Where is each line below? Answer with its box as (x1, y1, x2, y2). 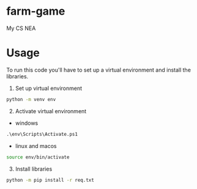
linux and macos (15, 142, 57, 149)
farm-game (6, 4, 65, 18)
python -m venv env (6, 96, 56, 102)
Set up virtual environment (15, 84, 83, 92)
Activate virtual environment (15, 107, 87, 114)
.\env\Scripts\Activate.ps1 (6, 131, 78, 137)
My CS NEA (6, 24, 36, 32)
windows (15, 119, 39, 127)
